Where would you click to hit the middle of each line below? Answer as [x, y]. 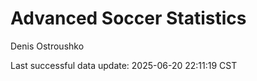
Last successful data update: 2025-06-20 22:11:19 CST [124, 65]
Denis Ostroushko [47, 46]
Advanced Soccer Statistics [128, 18]
